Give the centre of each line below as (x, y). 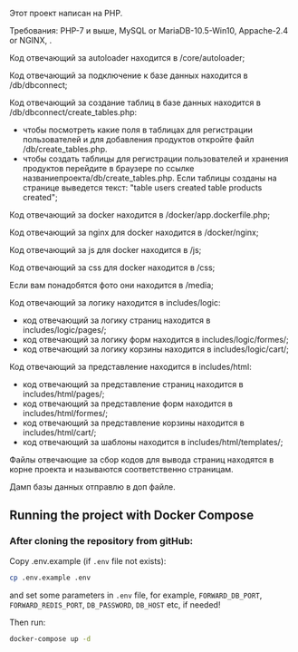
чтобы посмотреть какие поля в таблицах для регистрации (138, 130)
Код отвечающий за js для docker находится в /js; (106, 250)
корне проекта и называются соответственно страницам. (121, 469)
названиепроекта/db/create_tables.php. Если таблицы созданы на (150, 178)
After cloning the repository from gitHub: (101, 541)
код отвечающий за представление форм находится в (128, 404)
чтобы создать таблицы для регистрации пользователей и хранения (155, 159)
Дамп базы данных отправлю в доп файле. (92, 487)
